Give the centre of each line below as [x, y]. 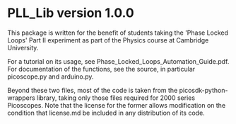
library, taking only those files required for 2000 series [116, 98]
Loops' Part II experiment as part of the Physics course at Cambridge [108, 40]
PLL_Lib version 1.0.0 [71, 13]
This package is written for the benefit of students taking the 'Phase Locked [118, 33]
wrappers [21, 98]
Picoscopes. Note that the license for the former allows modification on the [117, 105]
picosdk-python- [203, 90]
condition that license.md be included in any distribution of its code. [106, 113]
